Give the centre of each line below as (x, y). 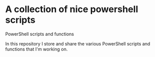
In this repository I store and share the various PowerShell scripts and (78, 43)
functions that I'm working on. (36, 49)
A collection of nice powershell (72, 9)
